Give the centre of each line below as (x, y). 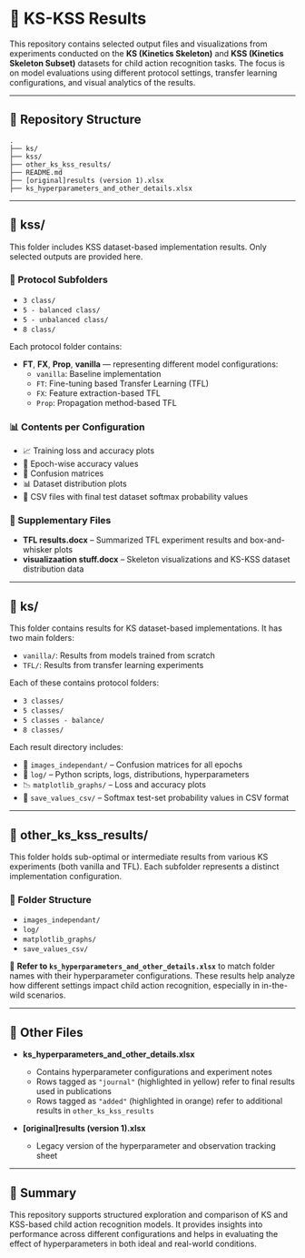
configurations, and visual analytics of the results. (103, 82)
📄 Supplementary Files (60, 521)
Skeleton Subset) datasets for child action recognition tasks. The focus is (148, 63)
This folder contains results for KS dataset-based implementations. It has (146, 628)
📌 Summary (43, 1193)
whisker (37, 550)
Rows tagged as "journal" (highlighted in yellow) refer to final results (165, 1081)
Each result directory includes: (67, 747)
